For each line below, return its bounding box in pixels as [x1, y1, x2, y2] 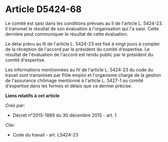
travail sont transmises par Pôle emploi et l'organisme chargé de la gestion [5, 72, 161, 78]
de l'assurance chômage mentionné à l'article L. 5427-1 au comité [5, 77, 144, 83]
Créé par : [5, 102, 25, 108]
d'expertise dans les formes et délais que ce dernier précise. [5, 82, 132, 89]
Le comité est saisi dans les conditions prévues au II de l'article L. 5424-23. [5, 20, 163, 26]
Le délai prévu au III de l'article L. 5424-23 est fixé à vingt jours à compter [5, 40, 160, 46]
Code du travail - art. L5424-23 [12, 131, 79, 137]
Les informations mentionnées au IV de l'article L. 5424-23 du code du [5, 67, 153, 73]
